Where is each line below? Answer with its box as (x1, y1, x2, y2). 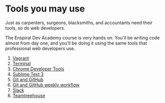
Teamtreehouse (12, 92, 45, 98)
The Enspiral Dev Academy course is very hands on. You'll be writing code (5, 35, 160, 41)
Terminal (12, 60, 31, 66)
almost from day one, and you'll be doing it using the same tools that (5, 40, 147, 46)
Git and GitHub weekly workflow (12, 81, 79, 88)
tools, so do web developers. (5, 25, 65, 31)
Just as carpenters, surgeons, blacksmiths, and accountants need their (5, 20, 153, 26)
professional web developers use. (5, 45, 75, 51)
